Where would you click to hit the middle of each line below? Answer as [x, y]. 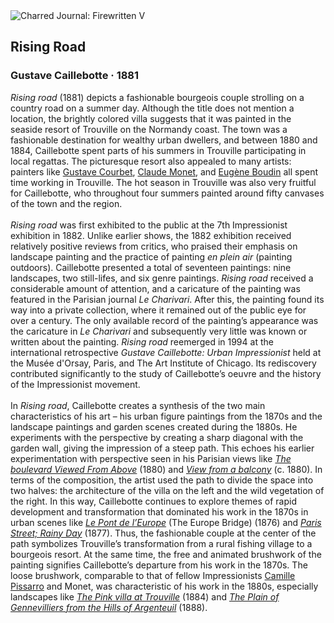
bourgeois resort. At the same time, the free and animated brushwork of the [166, 554]
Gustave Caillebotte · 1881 [75, 76]
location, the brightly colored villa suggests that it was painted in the [151, 118]
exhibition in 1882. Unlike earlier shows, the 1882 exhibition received [151, 235]
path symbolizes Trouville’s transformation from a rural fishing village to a [161, 543]
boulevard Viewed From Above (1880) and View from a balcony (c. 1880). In [166, 469]
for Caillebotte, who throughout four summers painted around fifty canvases [167, 193]
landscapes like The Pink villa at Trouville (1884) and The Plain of [145, 596]
